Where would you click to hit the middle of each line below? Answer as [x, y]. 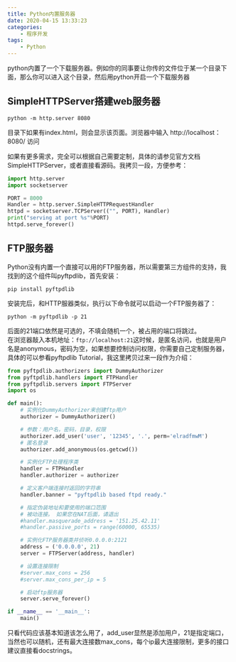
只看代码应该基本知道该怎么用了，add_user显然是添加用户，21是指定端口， [117, 633]
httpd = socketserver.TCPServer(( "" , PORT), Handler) [89, 211]
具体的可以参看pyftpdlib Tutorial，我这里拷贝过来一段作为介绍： [101, 357]
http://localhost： [196, 132]
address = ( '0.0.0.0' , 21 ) [60, 547]
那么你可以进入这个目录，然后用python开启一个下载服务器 [104, 77]
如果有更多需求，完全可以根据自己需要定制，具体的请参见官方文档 [104, 156]
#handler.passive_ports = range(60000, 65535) [90, 527]
